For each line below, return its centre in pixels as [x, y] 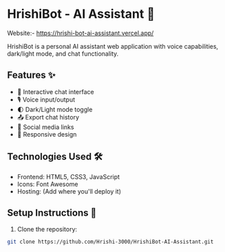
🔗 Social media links [45, 127]
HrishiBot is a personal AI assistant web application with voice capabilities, [113, 46]
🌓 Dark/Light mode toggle [55, 109]
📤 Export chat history [48, 117]
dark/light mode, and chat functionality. [63, 54]
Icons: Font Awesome [47, 184]
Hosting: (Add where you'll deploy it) [69, 191]
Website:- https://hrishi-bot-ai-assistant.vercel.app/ [81, 33]
